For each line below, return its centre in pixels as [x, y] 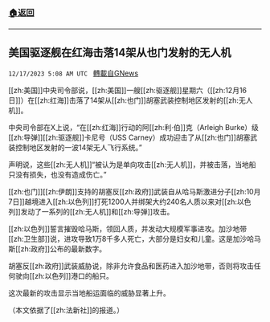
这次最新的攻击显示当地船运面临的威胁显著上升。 [89, 293]
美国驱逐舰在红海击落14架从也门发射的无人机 [120, 53]
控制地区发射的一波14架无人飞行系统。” [78, 148]
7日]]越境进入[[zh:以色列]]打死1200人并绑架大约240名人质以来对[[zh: [123, 202]
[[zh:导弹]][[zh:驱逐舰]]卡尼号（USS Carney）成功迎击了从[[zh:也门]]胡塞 [129, 137]
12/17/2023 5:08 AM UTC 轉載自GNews [74, 73]
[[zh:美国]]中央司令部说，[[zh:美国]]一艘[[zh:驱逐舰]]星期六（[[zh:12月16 [128, 91]
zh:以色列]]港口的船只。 [74, 276]
